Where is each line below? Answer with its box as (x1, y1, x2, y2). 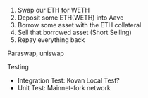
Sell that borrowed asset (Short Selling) (17, 28, 132, 36)
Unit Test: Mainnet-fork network (17, 84, 111, 92)
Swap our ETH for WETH (17, 6, 90, 14)
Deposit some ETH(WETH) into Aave (17, 13, 124, 22)
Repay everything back (17, 36, 85, 44)
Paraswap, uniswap (7, 49, 65, 57)
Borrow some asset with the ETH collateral (17, 21, 142, 29)
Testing (7, 63, 30, 71)
